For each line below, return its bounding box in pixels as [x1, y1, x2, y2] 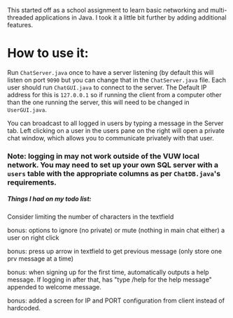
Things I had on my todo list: [7, 195, 92, 203]
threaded [7, 13, 34, 22]
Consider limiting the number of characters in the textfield [7, 212, 174, 221]
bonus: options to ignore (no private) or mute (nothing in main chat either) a [7, 226, 225, 234]
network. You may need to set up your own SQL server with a [7, 160, 219, 170]
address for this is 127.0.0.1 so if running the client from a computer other [7, 90, 222, 99]
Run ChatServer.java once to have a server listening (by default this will [7, 68, 214, 76]
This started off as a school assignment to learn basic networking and [7, 6, 209, 14]
